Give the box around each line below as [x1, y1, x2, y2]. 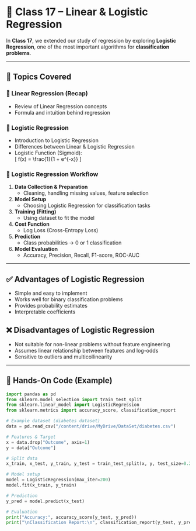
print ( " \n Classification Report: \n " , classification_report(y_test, [6, 520, 176, 526]
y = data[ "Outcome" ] [6, 444, 57, 451]
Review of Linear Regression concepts [14, 102, 107, 110]
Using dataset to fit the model [23, 215, 95, 222]
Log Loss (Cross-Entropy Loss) [23, 227, 99, 234]
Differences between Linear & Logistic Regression [14, 143, 135, 150]
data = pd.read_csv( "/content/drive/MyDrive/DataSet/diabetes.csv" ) [6, 423, 176, 429]
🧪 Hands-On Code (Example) [6, 375, 113, 385]
